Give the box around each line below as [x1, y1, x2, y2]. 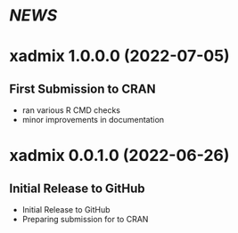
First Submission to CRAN [9, 81, 156, 96]
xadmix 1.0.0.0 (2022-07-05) [9, 46, 230, 67]
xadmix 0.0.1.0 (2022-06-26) [9, 146, 230, 165]
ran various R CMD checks [21, 105, 120, 116]
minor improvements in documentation [21, 115, 165, 125]
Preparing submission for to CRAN [21, 214, 149, 225]
